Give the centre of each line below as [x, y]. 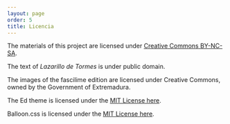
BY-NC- [211, 46]
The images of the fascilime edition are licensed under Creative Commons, [114, 80]
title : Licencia [30, 26]
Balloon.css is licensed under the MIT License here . [81, 114]
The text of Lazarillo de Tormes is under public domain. [86, 67]
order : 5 [20, 20]
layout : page [26, 13]
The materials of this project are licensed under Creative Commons [103, 46]
